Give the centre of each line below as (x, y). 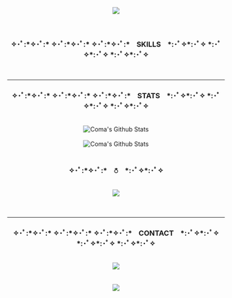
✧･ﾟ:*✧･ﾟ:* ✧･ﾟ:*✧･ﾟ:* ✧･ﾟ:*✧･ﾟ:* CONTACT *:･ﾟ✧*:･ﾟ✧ (116, 233)
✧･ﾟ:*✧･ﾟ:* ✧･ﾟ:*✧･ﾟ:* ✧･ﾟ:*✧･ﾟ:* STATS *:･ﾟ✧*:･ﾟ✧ (108, 96)
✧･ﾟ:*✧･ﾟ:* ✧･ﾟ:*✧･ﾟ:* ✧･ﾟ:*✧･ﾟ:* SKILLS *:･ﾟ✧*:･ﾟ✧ (108, 44)
